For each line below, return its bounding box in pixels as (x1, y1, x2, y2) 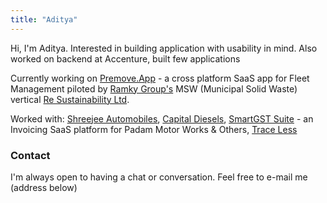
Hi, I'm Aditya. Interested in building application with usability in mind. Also (10, 42, 318, 54)
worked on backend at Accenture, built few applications (10, 52, 241, 65)
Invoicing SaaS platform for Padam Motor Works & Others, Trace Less (10, 123, 298, 135)
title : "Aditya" (10, 14, 78, 25)
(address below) (10, 181, 78, 193)
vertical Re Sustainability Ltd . (10, 93, 130, 105)
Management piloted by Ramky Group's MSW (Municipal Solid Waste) (10, 82, 298, 95)
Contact (10, 148, 51, 162)
